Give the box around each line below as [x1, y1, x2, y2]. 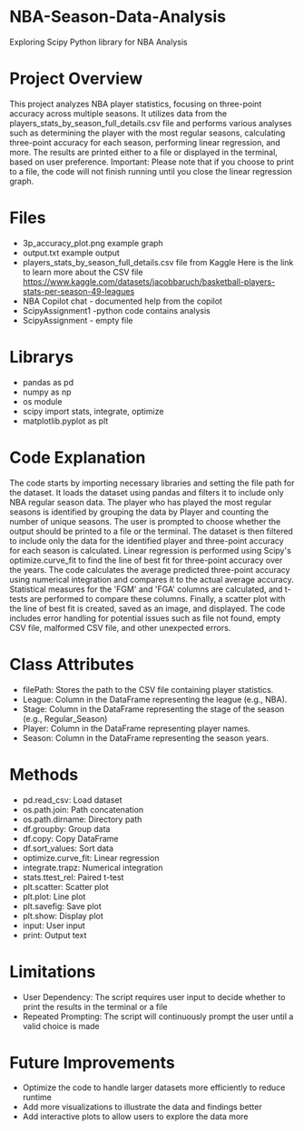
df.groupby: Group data [22, 823, 111, 834]
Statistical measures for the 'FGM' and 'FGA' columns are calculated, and [9, 584, 283, 595]
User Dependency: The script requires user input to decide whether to [22, 991, 286, 1002]
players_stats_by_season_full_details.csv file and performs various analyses [9, 117, 292, 128]
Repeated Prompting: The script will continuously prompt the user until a [22, 1011, 294, 1022]
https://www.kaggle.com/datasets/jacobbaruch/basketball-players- [22, 275, 276, 287]
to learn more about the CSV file [22, 266, 143, 277]
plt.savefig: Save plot [22, 900, 102, 911]
